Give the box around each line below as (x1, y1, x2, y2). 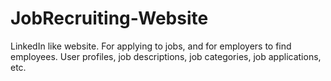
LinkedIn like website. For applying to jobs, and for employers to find (10, 40, 292, 52)
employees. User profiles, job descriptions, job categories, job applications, (10, 50, 322, 62)
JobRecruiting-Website (10, 7, 209, 30)
